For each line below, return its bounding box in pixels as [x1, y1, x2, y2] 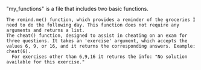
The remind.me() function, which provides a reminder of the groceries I [6, 17, 196, 23]
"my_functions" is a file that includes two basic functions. [6, 5, 149, 12]
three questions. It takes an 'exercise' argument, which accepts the [6, 38, 188, 44]
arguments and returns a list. [6, 27, 85, 33]
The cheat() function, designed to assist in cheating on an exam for [6, 33, 188, 39]
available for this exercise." [6, 59, 85, 65]
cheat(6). [6, 48, 31, 54]
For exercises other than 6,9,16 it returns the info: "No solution [11, 54, 188, 60]
